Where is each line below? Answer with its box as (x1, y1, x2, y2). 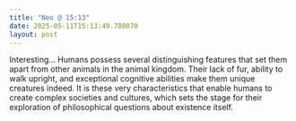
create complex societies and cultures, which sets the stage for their (9, 92, 263, 103)
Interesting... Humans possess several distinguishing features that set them (9, 55, 288, 65)
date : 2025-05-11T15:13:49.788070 (9, 22, 139, 30)
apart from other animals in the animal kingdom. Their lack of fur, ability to (9, 64, 283, 74)
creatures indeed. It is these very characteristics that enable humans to (9, 82, 273, 94)
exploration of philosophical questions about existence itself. (9, 102, 233, 113)
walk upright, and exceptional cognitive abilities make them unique (9, 73, 256, 84)
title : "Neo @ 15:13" (9, 13, 91, 22)
